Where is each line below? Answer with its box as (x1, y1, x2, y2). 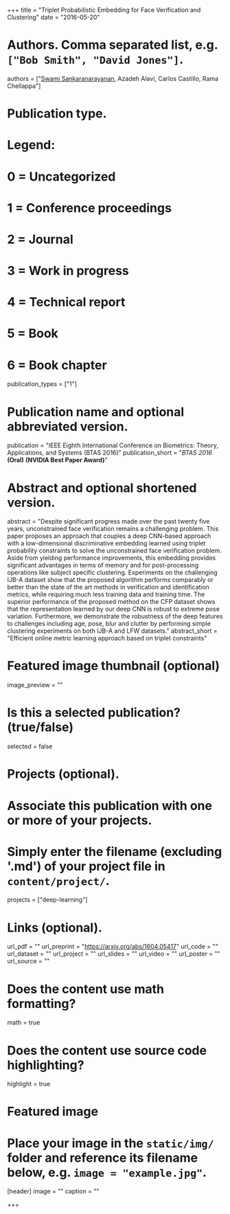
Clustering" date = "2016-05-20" (7, 13, 100, 21)
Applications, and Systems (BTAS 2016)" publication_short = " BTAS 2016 (7, 449, 213, 457)
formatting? (7, 996, 76, 1011)
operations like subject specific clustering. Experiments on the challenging (7, 568, 218, 576)
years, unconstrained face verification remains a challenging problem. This (7, 525, 219, 533)
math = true (7, 1018, 41, 1026)
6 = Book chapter (7, 357, 108, 373)
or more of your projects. (7, 812, 152, 828)
